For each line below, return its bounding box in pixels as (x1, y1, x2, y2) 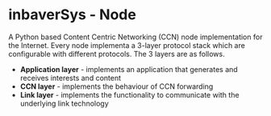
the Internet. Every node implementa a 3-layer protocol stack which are (8, 40, 246, 50)
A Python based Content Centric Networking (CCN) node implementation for (8, 32, 263, 42)
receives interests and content (19, 73, 122, 82)
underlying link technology (19, 98, 109, 108)
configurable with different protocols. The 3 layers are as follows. (8, 49, 226, 58)
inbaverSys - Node (8, 6, 137, 24)
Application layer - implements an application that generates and (19, 64, 238, 74)
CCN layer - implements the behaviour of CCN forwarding (19, 82, 214, 91)
